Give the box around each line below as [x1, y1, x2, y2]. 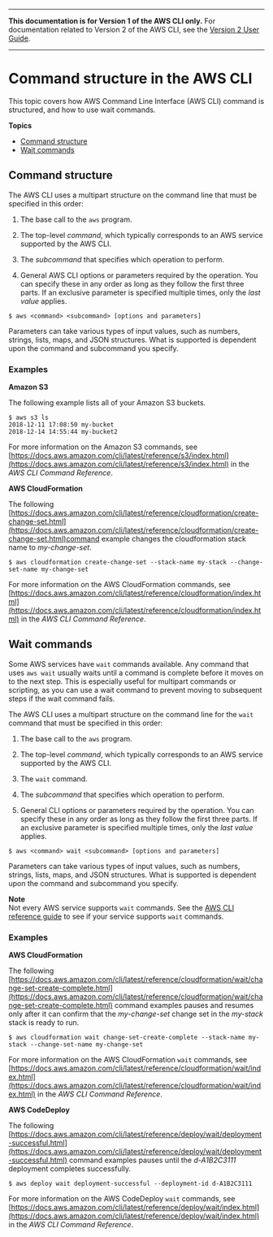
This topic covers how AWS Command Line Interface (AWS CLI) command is [8, 96, 265, 106]
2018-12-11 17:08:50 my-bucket [8, 421, 115, 429]
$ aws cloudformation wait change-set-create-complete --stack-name [8, 1033, 245, 1042]
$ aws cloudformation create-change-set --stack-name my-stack [8, 558, 227, 567]
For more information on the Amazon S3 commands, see [8, 442, 197, 452]
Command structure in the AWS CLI [8, 70, 253, 88]
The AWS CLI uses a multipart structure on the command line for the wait [8, 709, 254, 719]
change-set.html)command [8, 534, 100, 544]
